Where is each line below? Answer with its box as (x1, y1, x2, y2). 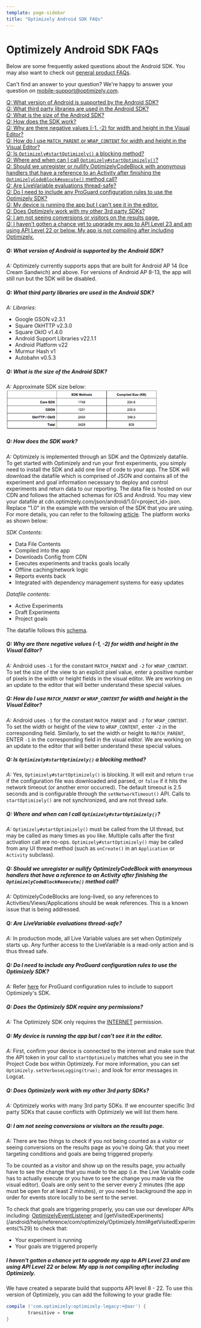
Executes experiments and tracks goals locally (14, 559, 130, 566)
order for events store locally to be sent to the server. (6, 1194, 138, 1201)
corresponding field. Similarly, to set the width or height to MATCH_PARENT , (6, 729, 185, 736)
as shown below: (6, 517, 48, 524)
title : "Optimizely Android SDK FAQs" (6, 16, 103, 22)
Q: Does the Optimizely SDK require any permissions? (6, 1003, 143, 1010)
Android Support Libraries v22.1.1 (14, 335, 97, 342)
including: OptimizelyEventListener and (6, 1212, 103, 1220)
